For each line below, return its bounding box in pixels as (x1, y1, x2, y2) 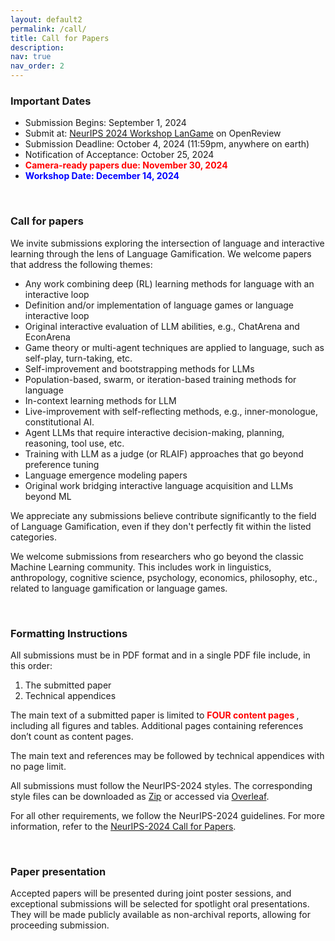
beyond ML (24, 490, 72, 502)
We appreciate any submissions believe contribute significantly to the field (10, 509, 317, 521)
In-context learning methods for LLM (24, 394, 177, 406)
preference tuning (24, 458, 100, 470)
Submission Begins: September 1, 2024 (24, 117, 187, 129)
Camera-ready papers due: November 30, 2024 (24, 159, 228, 171)
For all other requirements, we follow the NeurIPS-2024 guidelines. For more (10, 809, 325, 821)
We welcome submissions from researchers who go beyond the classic (10, 550, 304, 562)
